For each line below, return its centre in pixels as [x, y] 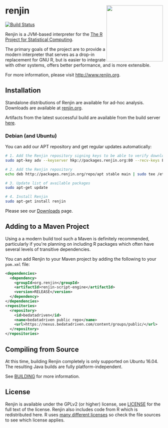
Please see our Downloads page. [39, 211]
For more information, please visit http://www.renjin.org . [63, 74]
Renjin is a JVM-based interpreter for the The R [54, 34]
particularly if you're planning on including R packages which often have [79, 244]
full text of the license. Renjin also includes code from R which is [71, 409]
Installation [23, 91]
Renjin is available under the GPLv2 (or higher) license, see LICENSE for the [83, 404]
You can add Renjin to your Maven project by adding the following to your [81, 259]
